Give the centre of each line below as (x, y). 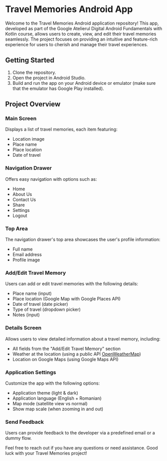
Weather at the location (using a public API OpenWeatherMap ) (77, 354)
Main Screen (21, 119)
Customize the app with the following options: (53, 383)
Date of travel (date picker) (40, 304)
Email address (27, 255)
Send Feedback (25, 422)
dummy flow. (19, 438)
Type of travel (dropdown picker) (47, 309)
